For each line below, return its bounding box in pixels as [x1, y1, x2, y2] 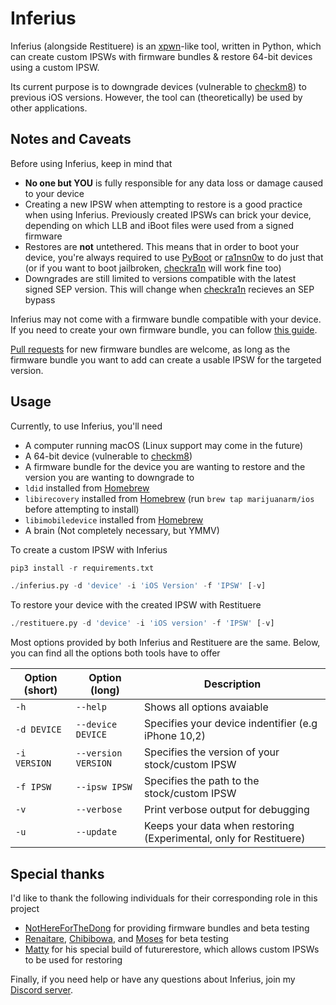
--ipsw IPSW [75, 782, 133, 793]
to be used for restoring [24, 954, 123, 966]
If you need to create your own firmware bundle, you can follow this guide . [10, 323, 318, 336]
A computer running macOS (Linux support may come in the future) [24, 439, 304, 451]
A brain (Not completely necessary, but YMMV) [24, 524, 220, 536]
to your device [24, 187, 85, 199]
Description [203, 677, 262, 691]
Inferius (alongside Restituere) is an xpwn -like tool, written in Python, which [10, 40, 322, 52]
